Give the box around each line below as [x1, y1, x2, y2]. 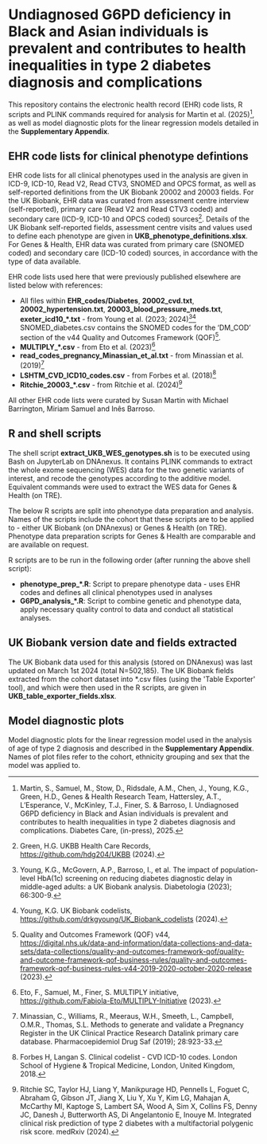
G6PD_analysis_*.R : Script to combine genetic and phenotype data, [19, 596, 242, 605]
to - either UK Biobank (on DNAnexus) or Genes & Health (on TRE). [8, 523, 227, 532]
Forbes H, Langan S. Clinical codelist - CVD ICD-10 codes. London [19, 1052, 238, 1062]
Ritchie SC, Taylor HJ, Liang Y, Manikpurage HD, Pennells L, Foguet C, [19, 1085, 250, 1095]
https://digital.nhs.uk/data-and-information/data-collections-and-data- [19, 938, 253, 948]
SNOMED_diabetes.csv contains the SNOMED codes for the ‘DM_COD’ [19, 323, 251, 332]
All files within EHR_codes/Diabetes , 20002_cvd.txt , [19, 296, 195, 306]
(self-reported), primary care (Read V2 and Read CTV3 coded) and [8, 205, 228, 214]
